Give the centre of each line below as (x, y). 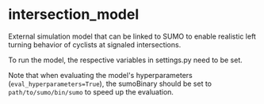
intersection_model (74, 15)
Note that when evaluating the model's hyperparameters (100, 75)
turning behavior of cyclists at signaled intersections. (95, 44)
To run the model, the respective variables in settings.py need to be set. (126, 60)
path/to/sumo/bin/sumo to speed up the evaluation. (91, 91)
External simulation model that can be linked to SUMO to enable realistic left (132, 36)
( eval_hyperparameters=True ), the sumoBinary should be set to (110, 84)
